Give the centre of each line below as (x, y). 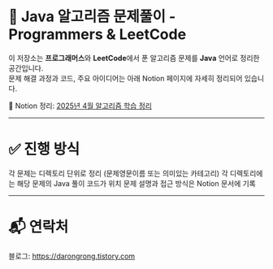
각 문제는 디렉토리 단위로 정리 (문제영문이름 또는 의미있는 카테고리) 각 (119, 173)
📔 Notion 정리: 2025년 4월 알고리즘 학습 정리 (80, 106)
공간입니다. (26, 68)
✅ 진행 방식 (44, 149)
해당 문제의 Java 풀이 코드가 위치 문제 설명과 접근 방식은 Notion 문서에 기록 (136, 183)
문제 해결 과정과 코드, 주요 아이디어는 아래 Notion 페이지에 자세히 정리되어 (126, 78)
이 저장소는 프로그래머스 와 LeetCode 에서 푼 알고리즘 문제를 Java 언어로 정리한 (134, 58)
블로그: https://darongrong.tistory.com (72, 256)
